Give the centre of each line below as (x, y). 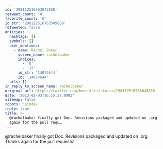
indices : (27, 59)
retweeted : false (23, 28)
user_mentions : (25, 46)
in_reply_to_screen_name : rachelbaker (44, 86)
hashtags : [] (23, 37)
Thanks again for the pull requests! (40, 141)
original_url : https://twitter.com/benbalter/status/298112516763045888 (80, 91)
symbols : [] (22, 41)
